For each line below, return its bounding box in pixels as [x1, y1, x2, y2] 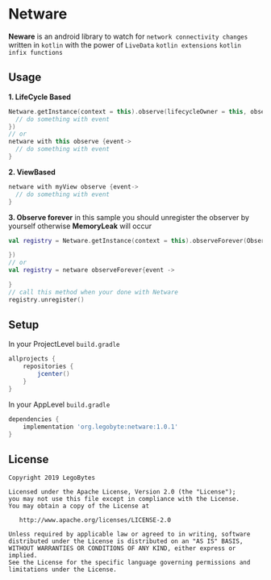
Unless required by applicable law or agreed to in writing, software [8, 530, 251, 539]
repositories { [23, 362, 74, 371]
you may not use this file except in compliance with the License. [8, 495, 240, 503]
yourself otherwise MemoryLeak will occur [8, 221, 152, 231]
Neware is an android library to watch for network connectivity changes [8, 31, 248, 41]
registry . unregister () [8, 295, 85, 303]
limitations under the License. [8, 565, 117, 574]
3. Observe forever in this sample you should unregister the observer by [8, 212, 250, 222]
